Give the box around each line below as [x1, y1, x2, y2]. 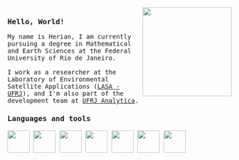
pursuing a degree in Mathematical [7, 40, 132, 48]
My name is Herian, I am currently [7, 33, 132, 41]
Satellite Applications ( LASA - [7, 82, 120, 91]
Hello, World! [7, 17, 65, 26]
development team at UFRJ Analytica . [7, 97, 139, 105]
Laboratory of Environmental [7, 75, 109, 84]
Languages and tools [7, 114, 91, 124]
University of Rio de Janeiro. [7, 54, 117, 63]
